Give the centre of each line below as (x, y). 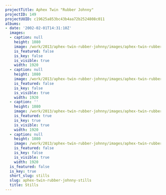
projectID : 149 (21, 14)
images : (18, 33)
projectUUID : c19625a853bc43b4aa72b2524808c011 (55, 19)
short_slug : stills (30, 176)
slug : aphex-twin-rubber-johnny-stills (51, 181)
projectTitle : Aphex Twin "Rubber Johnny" (49, 10)
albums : (13, 24)
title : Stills (24, 185)
